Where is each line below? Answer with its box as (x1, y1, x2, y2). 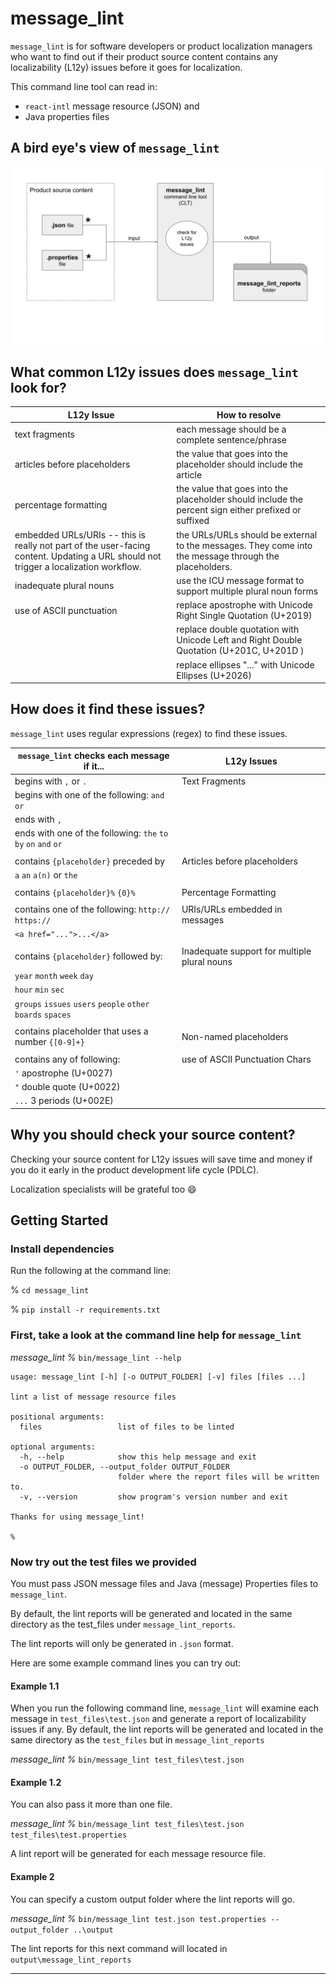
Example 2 (10, 1870, 55, 1882)
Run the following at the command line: (10, 1265, 172, 1277)
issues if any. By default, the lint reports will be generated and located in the (10, 1723, 324, 1736)
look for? (10, 379, 67, 396)
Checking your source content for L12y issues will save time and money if (10, 1153, 313, 1165)
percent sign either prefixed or (176, 504, 302, 516)
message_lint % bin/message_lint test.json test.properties (10, 1912, 267, 1924)
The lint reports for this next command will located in (10, 1942, 228, 1954)
